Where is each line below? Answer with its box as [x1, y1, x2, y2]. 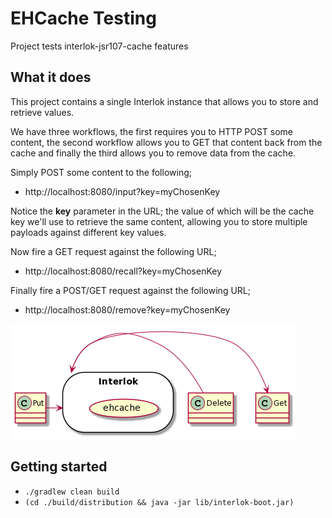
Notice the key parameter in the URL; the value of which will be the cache [10, 205, 315, 217]
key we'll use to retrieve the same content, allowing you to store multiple [10, 215, 308, 227]
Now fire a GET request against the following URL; [10, 245, 217, 257]
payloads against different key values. [10, 226, 167, 238]
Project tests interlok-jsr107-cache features [10, 40, 189, 52]
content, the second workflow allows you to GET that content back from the [10, 136, 323, 148]
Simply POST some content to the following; [10, 166, 192, 178]
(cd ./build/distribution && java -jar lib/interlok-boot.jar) [24, 497, 295, 507]
